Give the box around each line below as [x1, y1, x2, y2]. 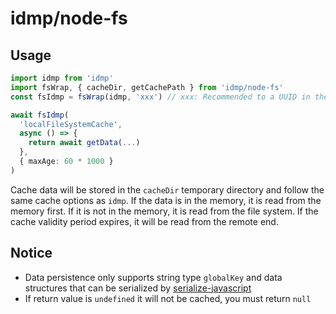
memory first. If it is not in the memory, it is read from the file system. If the [10, 205, 319, 217]
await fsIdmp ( [10, 110, 70, 120]
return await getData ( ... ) [28, 138, 141, 148]
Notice [10, 245, 53, 262]
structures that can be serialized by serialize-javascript [24, 282, 252, 294]
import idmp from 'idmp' [10, 73, 114, 83]
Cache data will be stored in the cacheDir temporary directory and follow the [10, 183, 325, 196]
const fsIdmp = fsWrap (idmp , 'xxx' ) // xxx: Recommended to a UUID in [10, 92, 311, 102]
